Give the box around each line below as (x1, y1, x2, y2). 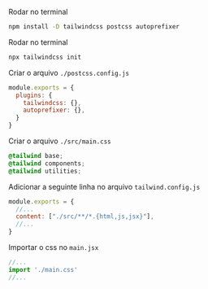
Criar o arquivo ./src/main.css (8, 136, 111, 146)
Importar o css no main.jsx (8, 243, 99, 252)
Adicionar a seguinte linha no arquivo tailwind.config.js (8, 182, 201, 191)
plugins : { (15, 91, 53, 99)
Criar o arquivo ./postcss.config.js (8, 68, 130, 77)
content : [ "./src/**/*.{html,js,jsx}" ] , (15, 212, 154, 221)
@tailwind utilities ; (8, 167, 82, 175)
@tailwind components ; (8, 159, 85, 168)
